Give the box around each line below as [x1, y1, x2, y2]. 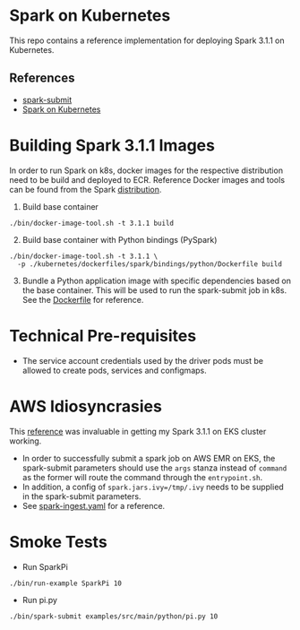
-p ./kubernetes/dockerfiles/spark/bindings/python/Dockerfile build [17, 259, 282, 269]
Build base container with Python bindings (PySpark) [21, 234, 218, 245]
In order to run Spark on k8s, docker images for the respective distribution [9, 165, 284, 176]
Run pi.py [21, 594, 58, 605]
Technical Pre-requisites [9, 325, 197, 346]
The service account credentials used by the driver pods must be [21, 355, 264, 366]
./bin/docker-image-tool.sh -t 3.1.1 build [9, 219, 175, 228]
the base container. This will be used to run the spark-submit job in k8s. [21, 284, 287, 296]
